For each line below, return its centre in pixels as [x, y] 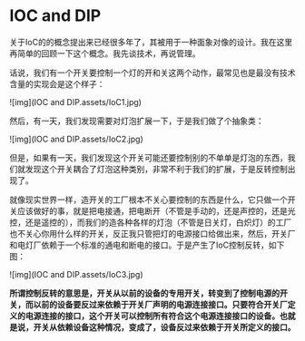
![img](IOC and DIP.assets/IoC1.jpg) [76, 102]
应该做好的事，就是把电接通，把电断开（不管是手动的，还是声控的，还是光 [156, 210]
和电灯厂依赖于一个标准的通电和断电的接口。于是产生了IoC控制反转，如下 [147, 245]
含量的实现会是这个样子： [57, 83]
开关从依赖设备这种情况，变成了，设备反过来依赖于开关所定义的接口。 [164, 326]
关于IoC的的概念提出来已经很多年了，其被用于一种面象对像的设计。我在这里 [151, 42]
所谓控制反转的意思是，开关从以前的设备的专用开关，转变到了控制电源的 [144, 293]
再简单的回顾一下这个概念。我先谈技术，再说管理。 [105, 53]
